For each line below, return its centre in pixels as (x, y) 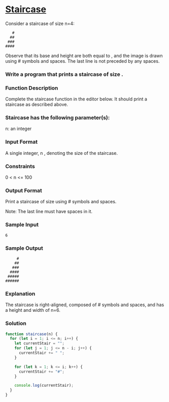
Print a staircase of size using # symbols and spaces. (61, 202)
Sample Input (22, 225)
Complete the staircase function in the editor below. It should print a (76, 99)
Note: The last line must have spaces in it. (49, 211)
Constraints (20, 166)
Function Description (32, 88)
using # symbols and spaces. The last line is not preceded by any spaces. (82, 61)
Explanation (20, 293)
